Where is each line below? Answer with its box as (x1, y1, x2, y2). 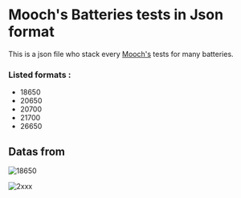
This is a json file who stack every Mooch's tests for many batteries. (8, 49, 235, 59)
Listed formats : (8, 69, 71, 80)
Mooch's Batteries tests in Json (8, 6, 223, 24)
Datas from (8, 144, 66, 158)
